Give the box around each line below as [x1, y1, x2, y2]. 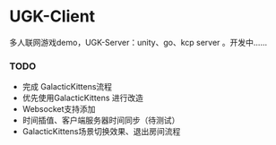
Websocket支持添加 [22, 104, 96, 115]
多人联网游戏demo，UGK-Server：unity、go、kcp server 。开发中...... [9, 37, 267, 47]
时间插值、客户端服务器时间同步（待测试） [22, 115, 180, 126]
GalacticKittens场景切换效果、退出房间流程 [22, 126, 181, 137]
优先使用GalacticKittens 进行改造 [22, 92, 144, 104]
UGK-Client [9, 6, 96, 27]
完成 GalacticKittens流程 [22, 81, 113, 92]
